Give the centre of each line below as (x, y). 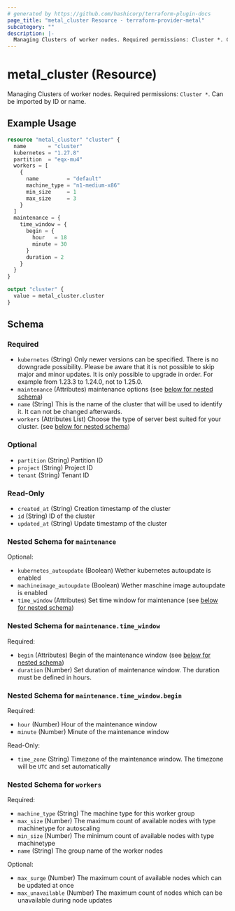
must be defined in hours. (55, 677)
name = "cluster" (48, 146)
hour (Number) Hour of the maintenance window (87, 724)
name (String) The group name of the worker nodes (90, 851)
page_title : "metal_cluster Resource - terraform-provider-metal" (106, 20)
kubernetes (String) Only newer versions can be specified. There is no (118, 359)
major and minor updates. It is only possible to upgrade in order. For (115, 374)
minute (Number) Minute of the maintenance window (93, 731)
